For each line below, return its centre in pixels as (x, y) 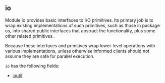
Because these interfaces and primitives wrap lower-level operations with (80, 45)
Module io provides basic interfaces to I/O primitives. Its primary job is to (79, 20)
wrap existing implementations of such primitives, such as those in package (82, 25)
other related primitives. (29, 36)
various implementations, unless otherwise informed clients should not (77, 51)
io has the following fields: (32, 66)
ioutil (17, 75)
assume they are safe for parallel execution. (50, 56)
